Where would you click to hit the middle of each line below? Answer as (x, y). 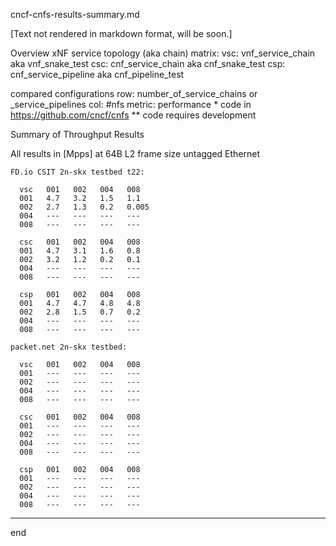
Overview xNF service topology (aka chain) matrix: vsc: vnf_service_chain (163, 53)
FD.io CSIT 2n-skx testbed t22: (77, 172)
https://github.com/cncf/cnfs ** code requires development (133, 115)
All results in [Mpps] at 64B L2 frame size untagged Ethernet (135, 153)
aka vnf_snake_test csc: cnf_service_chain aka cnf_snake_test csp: (148, 63)
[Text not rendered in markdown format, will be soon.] (121, 33)
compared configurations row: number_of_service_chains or (134, 93)
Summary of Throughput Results (77, 134)
